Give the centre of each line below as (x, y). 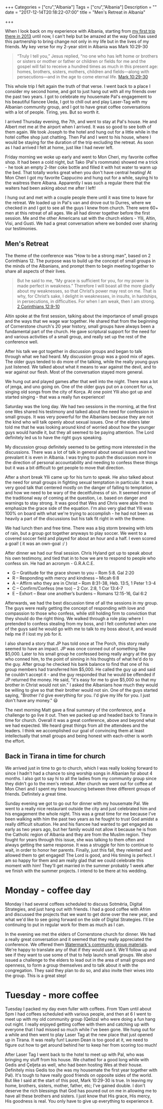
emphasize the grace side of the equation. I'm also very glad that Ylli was (78, 508)
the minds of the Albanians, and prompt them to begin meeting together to (80, 266)
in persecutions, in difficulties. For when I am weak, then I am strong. (86, 301)
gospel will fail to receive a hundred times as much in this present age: (88, 66)
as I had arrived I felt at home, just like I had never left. (59, 147)
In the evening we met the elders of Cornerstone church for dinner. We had (80, 934)
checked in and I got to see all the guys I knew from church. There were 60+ (82, 208)
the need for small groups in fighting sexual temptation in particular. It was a (81, 482)
